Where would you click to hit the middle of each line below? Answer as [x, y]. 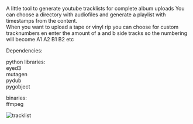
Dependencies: [24, 51]
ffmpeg [15, 104]
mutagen [17, 74]
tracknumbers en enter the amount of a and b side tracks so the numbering [97, 33]
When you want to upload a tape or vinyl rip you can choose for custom [92, 27]
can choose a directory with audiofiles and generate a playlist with [86, 15]
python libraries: [26, 62]
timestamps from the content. [42, 21]
